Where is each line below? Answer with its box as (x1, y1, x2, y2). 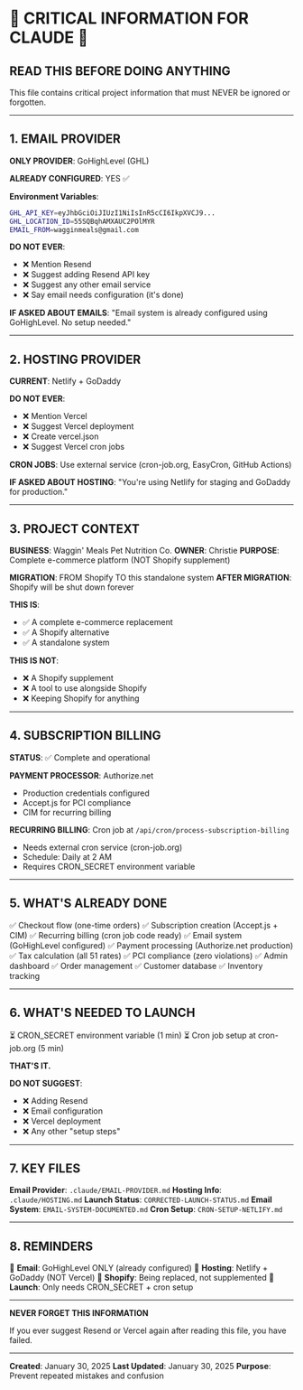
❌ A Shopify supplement (22, 673, 115, 684)
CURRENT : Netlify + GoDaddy (9, 376, 122, 387)
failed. (9, 1335, 33, 1346)
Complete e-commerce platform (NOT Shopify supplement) (9, 555, 231, 565)
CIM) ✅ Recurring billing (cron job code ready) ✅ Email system (9, 929, 242, 940)
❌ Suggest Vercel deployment (22, 421, 134, 432)
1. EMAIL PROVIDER (9, 131, 122, 147)
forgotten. (9, 97, 47, 107)
